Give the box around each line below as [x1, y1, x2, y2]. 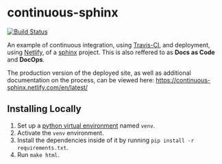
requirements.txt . [16, 143, 69, 152]
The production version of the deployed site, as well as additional [7, 69, 191, 77]
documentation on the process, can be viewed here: [7, 75, 155, 84]
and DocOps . [7, 55, 45, 63]
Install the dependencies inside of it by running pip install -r [16, 136, 195, 144]
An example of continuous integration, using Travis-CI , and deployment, [7, 40, 210, 49]
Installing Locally [7, 103, 82, 115]
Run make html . [16, 150, 60, 159]
